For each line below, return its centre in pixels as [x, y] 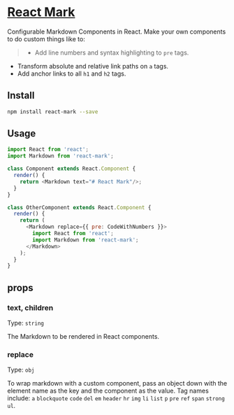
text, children [30, 307]
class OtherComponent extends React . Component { [79, 207]
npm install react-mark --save [53, 112]
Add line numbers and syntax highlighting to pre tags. [112, 52]
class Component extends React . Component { [72, 169]
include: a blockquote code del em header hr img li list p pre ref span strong [116, 398]
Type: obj [21, 370]
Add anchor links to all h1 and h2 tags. [72, 73]
